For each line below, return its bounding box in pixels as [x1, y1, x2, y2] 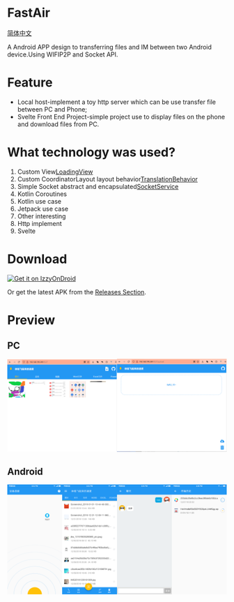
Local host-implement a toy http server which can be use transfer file [17, 98, 216, 106]
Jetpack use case [17, 204, 69, 213]
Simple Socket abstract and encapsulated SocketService [17, 182, 179, 190]
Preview [7, 312, 56, 328]
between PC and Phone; [17, 105, 88, 113]
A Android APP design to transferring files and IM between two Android [7, 43, 212, 51]
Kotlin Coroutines [17, 190, 68, 198]
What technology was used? [7, 144, 176, 160]
